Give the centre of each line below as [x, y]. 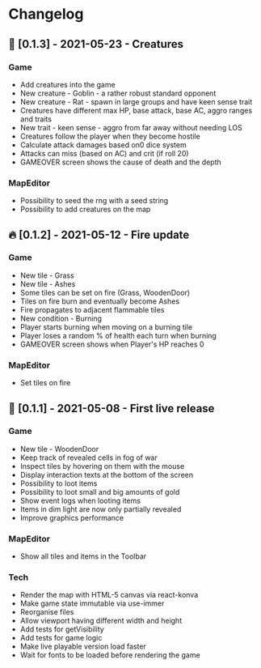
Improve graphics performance [72, 517]
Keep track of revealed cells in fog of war [88, 457]
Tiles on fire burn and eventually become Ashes [100, 301]
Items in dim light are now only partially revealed [101, 509]
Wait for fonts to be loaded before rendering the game [110, 655]
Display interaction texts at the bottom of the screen [107, 474]
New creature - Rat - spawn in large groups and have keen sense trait [136, 101]
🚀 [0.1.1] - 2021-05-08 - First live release [112, 408]
